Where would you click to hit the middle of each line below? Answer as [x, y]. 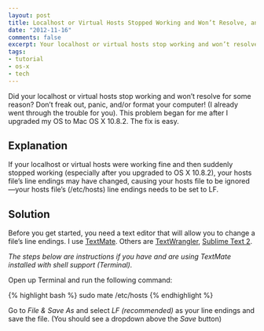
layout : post [29, 15]
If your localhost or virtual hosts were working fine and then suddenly [121, 165]
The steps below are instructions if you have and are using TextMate [120, 256]
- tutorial [26, 60]
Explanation [38, 146]
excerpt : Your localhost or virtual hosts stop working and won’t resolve [133, 45]
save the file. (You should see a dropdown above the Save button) [115, 319]
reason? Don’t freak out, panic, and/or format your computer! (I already [123, 104]
